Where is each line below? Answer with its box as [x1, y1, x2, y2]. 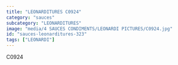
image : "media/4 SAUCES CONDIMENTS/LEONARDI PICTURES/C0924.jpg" [6, 25, 173, 32]
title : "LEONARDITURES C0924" [6, 8, 82, 15]
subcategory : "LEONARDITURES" [6, 20, 82, 26]
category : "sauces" [6, 14, 55, 20]
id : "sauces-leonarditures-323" [6, 31, 87, 37]
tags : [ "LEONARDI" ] [6, 37, 55, 43]
